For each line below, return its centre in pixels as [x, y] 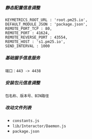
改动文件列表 [18, 108]
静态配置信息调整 [23, 7]
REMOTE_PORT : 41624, [28, 33]
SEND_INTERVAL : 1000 [28, 46]
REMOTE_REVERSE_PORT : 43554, [37, 37]
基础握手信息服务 [23, 58]
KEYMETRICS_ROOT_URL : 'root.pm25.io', [46, 20]
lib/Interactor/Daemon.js [39, 126]
